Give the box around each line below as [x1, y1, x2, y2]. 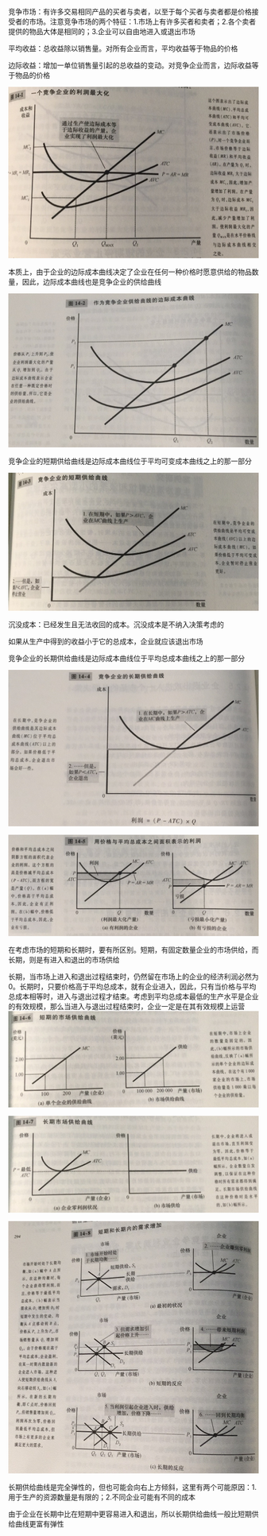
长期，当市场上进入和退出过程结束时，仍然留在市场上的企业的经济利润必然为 [8, 972, 259, 981]
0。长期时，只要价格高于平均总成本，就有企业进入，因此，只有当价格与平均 [8, 981, 257, 991]
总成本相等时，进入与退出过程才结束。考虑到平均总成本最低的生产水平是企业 [8, 992, 259, 1001]
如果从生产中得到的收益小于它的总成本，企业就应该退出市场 [8, 636, 203, 646]
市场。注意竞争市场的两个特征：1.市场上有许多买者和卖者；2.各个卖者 [29, 17, 257, 26]
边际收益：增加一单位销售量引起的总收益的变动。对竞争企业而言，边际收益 [8, 60, 252, 70]
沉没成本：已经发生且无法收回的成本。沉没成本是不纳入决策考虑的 [8, 619, 224, 629]
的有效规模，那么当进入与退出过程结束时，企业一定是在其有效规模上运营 [8, 1001, 245, 1011]
